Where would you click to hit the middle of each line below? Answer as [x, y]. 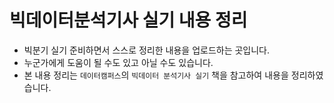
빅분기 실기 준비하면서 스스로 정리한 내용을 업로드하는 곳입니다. [147, 50]
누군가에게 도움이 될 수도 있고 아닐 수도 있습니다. [118, 62]
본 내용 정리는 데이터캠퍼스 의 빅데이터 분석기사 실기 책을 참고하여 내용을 [156, 75]
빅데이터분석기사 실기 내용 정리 [128, 20]
